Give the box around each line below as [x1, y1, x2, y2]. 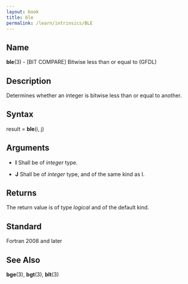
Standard [6, 221, 42, 232]
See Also [6, 254, 40, 265]
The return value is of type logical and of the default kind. [6, 204, 149, 211]
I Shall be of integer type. [14, 159, 78, 166]
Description [6, 76, 51, 86]
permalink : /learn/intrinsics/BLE [6, 20, 93, 26]
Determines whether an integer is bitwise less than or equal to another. [6, 92, 182, 99]
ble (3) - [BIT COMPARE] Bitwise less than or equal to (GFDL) [6, 58, 157, 66]
